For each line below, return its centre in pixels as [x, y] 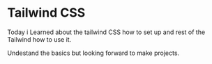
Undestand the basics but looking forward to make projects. [93, 53]
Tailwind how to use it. [39, 39]
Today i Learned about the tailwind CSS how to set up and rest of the [106, 32]
